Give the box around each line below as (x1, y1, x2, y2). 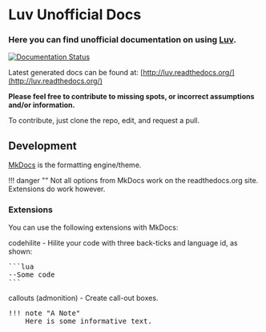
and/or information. (8, 100, 75, 110)
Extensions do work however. (8, 184, 106, 194)
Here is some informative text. (25, 316, 152, 326)
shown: (8, 246, 33, 256)
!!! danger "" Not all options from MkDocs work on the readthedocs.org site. (8, 176, 259, 186)
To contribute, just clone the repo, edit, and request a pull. (8, 116, 200, 126)
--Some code (8, 270, 55, 279)
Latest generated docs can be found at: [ (8, 68, 143, 78)
